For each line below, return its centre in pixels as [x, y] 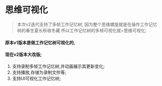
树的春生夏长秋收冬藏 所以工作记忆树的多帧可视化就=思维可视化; [82, 30]
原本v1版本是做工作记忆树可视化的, [40, 42]
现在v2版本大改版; [24, 54]
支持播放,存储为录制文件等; [39, 72]
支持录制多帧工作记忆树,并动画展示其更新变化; [58, 66]
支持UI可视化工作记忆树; [36, 78]
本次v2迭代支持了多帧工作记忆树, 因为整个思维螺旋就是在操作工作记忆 [87, 24]
